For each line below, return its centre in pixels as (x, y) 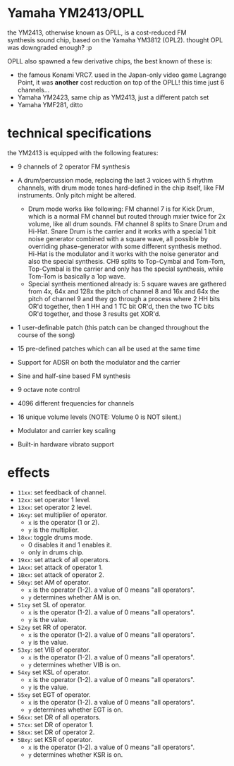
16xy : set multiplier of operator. (62, 515)
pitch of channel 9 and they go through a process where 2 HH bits (124, 298)
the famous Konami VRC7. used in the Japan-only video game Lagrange (122, 75)
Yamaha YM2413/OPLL (76, 13)
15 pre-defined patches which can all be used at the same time (109, 348)
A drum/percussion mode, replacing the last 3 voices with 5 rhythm (115, 180)
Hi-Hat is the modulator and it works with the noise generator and (123, 254)
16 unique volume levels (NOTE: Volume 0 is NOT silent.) (99, 417)
